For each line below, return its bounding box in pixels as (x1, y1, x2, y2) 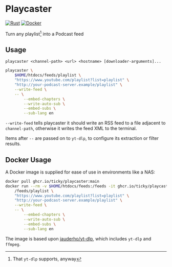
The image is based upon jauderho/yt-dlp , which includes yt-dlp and (5, 235, 152, 241)
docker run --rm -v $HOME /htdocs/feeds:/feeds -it (5, 183, 116, 189)
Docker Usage (5, 155, 52, 164)
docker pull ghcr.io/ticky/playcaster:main (5, 179, 100, 184)
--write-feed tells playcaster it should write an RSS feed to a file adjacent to (5, 120, 166, 126)
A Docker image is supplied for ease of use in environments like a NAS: (5, 169, 155, 175)
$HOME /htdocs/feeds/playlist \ (14, 72, 81, 78)
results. (5, 141, 21, 147)
